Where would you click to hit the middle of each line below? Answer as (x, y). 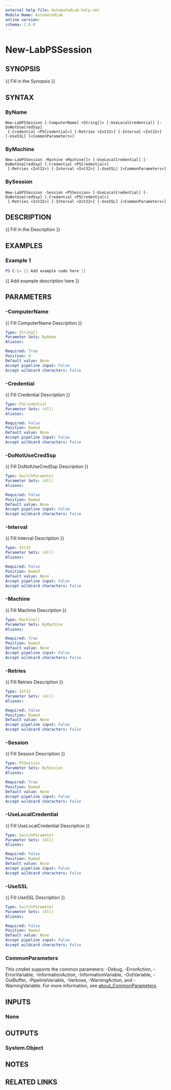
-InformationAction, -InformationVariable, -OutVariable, (94, 975)
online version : (23, 20)
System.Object (24, 1048)
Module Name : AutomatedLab (34, 15)
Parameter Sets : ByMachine (34, 624)
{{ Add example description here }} (42, 280)
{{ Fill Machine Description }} (36, 610)
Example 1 (18, 260)
